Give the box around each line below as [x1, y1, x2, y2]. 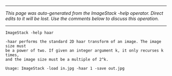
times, [5, 53, 19, 58]
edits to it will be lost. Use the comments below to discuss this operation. [5, 16, 159, 21]
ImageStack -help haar [5, 30, 54, 35]
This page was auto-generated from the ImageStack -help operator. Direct [5, 10, 164, 16]
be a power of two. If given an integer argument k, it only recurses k [5, 48, 164, 53]
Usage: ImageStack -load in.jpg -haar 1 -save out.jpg [5, 66, 125, 71]
